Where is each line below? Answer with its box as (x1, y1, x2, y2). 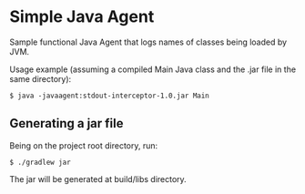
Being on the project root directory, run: (9, 139, 158, 151)
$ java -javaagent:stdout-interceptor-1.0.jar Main (9, 91, 209, 100)
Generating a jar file (9, 116, 125, 131)
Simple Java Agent (9, 6, 155, 27)
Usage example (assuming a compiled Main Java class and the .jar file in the (9, 64, 297, 75)
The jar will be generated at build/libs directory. (9, 173, 187, 184)
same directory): (9, 73, 72, 84)
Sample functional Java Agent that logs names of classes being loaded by (9, 36, 288, 47)
